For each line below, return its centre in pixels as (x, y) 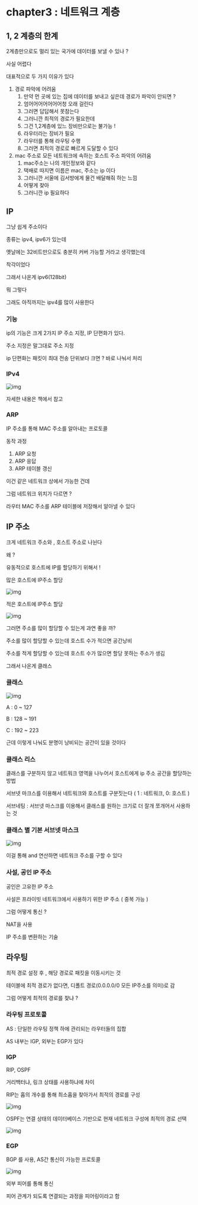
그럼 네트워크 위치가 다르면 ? (39, 493)
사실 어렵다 (19, 64)
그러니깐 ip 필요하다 (46, 193)
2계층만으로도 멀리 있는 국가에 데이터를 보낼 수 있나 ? (67, 51)
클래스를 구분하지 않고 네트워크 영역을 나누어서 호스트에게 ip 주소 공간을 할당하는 (99, 773)
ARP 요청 (25, 453)
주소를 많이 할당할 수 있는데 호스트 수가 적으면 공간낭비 (69, 640)
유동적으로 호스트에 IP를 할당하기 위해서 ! (53, 567)
